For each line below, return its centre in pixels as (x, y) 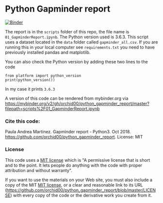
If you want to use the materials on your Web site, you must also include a (79, 180)
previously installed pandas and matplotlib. (48, 52)
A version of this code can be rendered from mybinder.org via (67, 98)
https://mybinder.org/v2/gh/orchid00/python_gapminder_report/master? (77, 103)
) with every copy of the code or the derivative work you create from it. (81, 195)
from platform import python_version (43, 76)
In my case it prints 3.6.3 (30, 89)
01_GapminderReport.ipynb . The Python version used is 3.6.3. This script (77, 37)
